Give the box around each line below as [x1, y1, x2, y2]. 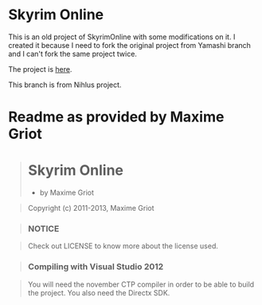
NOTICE [27, 223, 60, 234]
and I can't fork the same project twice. [8, 49, 138, 58]
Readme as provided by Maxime [8, 108, 225, 126]
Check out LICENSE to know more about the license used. [27, 241, 219, 251]
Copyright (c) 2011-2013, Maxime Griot [27, 204, 154, 213]
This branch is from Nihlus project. [8, 80, 122, 89]
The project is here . [8, 64, 72, 73]
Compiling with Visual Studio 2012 [27, 261, 164, 272]
